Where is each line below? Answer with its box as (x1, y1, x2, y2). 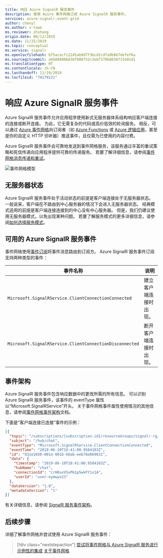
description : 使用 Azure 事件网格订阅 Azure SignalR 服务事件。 (5, 12, 129, 17)
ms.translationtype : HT (5, 61, 53, 66)
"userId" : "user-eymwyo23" (14, 474, 68, 479)
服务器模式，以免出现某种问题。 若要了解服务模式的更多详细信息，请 (13, 213, 151, 219)
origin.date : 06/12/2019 (5, 35, 55, 39)
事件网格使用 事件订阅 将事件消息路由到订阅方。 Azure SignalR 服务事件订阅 (5, 249, 155, 254)
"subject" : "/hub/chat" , (9, 438, 60, 443)
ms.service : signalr (5, 48, 47, 53)
